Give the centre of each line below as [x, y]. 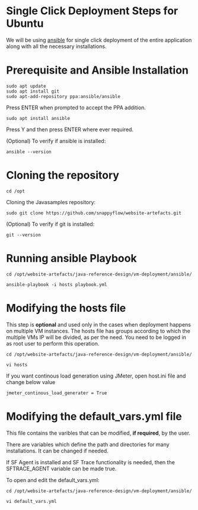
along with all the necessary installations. [56, 46]
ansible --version [29, 152]
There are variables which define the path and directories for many [88, 444]
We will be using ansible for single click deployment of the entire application [99, 40]
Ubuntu [25, 23]
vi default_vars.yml [32, 501]
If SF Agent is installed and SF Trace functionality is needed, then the [90, 462]
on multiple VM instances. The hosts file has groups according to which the [98, 331]
